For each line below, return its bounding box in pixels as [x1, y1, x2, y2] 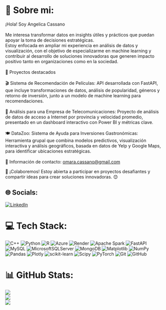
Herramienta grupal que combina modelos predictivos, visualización [5, 137, 147, 143]
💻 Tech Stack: [5, 220, 67, 231]
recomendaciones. [5, 98, 44, 104]
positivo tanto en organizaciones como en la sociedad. [5, 58, 119, 64]
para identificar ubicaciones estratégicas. [5, 148, 92, 154]
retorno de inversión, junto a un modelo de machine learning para [5, 92, 141, 98]
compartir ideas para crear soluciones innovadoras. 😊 [5, 174, 118, 180]
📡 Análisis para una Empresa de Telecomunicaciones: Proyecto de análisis [5, 108, 159, 114]
